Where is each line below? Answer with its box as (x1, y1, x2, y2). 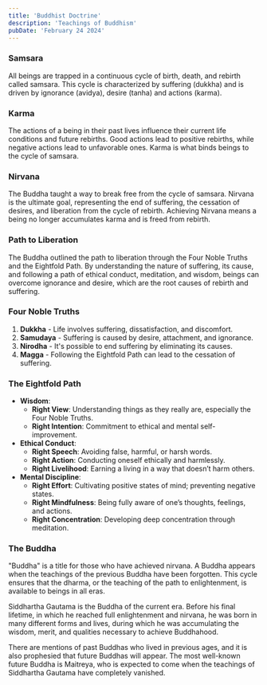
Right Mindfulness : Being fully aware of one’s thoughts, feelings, (31, 498, 245, 507)
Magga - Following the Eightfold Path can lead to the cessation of (19, 350, 236, 359)
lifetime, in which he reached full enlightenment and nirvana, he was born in (8, 610, 257, 620)
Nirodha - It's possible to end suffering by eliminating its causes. (19, 341, 234, 350)
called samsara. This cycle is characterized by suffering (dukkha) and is (8, 79, 245, 88)
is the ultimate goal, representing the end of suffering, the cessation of (8, 198, 241, 207)
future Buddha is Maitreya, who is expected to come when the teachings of (8, 660, 255, 669)
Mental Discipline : (19, 472, 81, 482)
